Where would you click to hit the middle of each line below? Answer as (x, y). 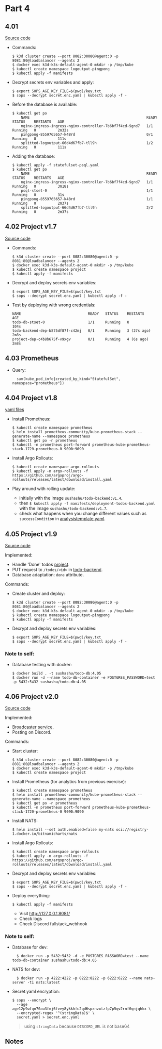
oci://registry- (132, 830)
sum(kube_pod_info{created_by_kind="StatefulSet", (69, 379)
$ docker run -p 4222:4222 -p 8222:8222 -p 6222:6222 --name (80, 978)
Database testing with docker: (42, 664)
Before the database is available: (44, 104)
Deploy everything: (31, 896)
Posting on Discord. (32, 732)
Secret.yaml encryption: (36, 991)
